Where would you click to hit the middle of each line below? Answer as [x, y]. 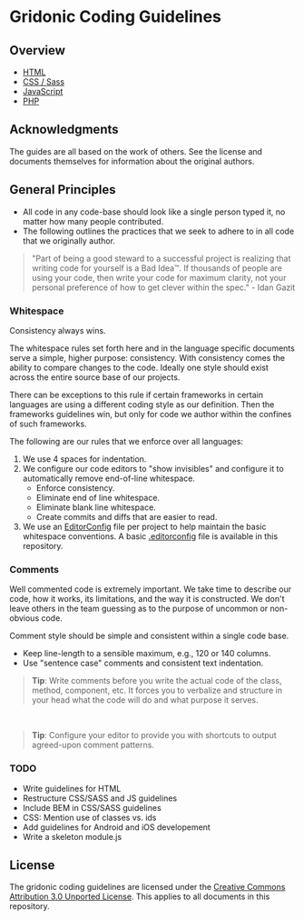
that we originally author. [69, 240]
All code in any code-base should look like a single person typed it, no [154, 212]
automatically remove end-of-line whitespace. [108, 478]
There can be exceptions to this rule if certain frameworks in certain [137, 395]
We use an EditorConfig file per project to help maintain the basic [144, 526]
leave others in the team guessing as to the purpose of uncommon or [139, 609]
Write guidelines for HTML [72, 788]
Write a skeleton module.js [72, 836]
